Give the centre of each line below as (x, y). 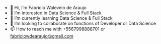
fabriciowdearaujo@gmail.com (42, 36)
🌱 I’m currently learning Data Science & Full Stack (61, 18)
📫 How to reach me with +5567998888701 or (58, 29)
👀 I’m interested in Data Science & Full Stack (56, 13)
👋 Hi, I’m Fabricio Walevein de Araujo (48, 8)
